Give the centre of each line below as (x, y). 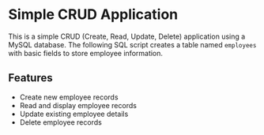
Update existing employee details (74, 114)
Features (30, 78)
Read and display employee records (78, 105)
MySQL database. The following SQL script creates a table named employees (132, 44)
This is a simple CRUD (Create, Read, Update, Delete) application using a (127, 36)
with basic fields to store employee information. (86, 53)
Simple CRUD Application (93, 15)
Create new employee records (69, 97)
